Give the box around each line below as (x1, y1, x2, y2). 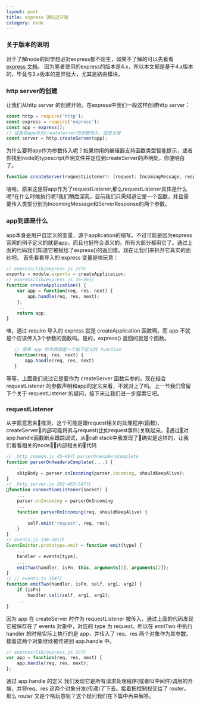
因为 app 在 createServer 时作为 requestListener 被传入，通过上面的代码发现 (6, 615, 194, 622)
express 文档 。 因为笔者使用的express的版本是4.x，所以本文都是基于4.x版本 (6, 63, 193, 70)
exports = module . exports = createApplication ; (6, 271, 127, 278)
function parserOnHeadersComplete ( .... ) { (6, 459, 113, 465)
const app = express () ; (6, 124, 65, 130)
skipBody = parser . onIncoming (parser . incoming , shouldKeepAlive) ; (17, 470, 185, 476)
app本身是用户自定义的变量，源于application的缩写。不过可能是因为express (6, 231, 192, 239)
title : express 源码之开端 (6, 14, 68, 20)
